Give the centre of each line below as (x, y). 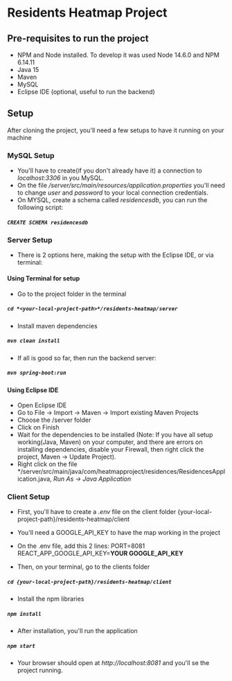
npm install (24, 614)
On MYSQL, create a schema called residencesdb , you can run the (112, 200)
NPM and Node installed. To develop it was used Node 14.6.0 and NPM (118, 55)
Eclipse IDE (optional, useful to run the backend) (86, 92)
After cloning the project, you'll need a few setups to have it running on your (116, 130)
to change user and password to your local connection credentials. (113, 193)
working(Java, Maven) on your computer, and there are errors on (110, 442)
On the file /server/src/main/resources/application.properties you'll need (121, 186)
